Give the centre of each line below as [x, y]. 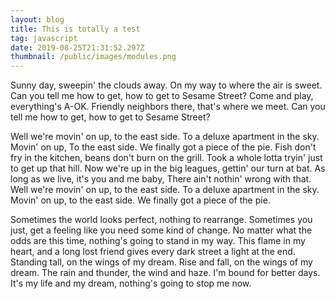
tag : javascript [44, 38]
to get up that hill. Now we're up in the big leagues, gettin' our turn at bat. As [168, 168]
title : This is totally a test [75, 29]
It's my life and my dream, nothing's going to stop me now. [131, 283]
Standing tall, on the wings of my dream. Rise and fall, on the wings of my [161, 262]
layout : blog [37, 19]
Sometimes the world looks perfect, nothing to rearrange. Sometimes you [161, 220]
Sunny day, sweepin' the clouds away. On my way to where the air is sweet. [166, 85]
